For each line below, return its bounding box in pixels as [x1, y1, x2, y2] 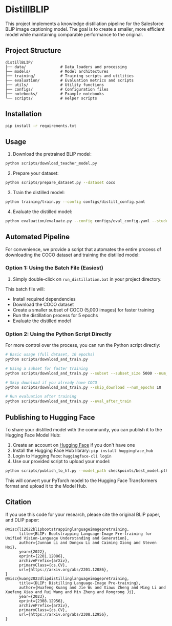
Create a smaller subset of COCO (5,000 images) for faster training [12, 306, 155, 313]
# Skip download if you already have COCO [5, 380, 97, 385]
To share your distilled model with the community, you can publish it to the [5, 426, 162, 432]
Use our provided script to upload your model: [12, 458, 111, 464]
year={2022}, [18, 549, 47, 554]
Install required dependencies [12, 296, 76, 302]
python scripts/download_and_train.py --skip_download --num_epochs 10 [5, 385, 161, 390]
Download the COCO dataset [12, 301, 74, 307]
